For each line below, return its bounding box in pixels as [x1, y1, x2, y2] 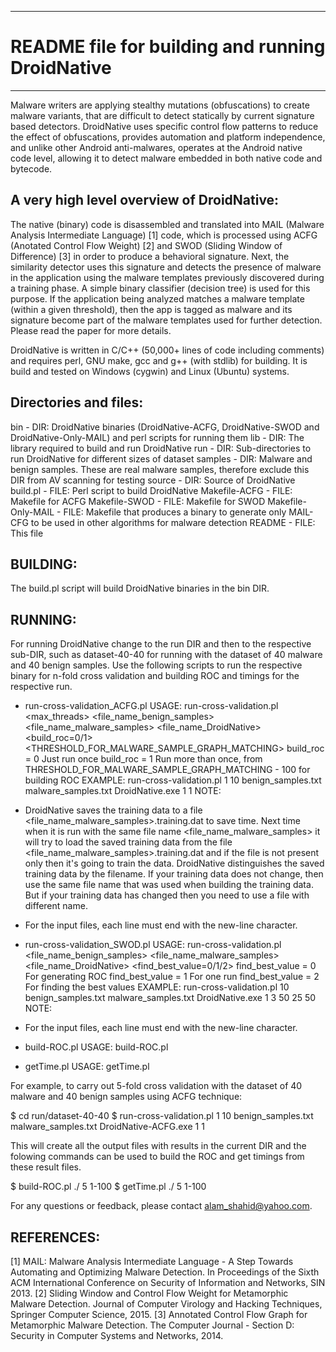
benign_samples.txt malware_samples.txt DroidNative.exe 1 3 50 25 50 [24, 992, 317, 1004]
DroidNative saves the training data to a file [24, 804, 203, 816]
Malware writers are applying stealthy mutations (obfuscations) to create [10, 99, 310, 111]
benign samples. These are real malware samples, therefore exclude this [10, 463, 310, 475]
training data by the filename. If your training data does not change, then [24, 868, 324, 880]
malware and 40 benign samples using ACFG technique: [10, 1091, 243, 1103]
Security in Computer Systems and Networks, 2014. [10, 1330, 224, 1341]
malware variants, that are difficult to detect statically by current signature [10, 109, 315, 121]
